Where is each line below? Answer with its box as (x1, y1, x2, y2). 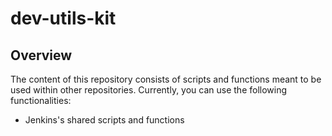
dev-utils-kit (10, 7, 117, 30)
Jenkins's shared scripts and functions (24, 114, 185, 126)
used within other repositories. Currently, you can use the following (10, 84, 288, 96)
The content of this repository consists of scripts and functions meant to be (10, 73, 322, 85)
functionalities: (10, 95, 72, 106)
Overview (10, 47, 73, 64)
